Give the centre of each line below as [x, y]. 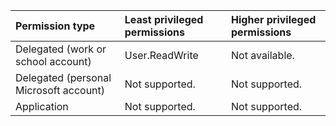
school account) [53, 61]
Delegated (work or [61, 49]
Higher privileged [274, 19]
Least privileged [164, 19]
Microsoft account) [60, 90]
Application [42, 106]
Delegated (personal [63, 77]
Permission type [55, 26]
